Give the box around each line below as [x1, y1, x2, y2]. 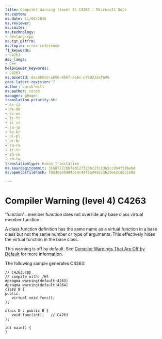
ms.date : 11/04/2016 [5, 16, 47, 21]
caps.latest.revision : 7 [5, 79, 55, 84]
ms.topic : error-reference [5, 43, 60, 48]
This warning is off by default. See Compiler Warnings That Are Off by [5, 246, 145, 252]
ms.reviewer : [5, 20, 32, 26]
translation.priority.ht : [5, 98, 57, 103]
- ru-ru [5, 143, 21, 148]
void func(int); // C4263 [11, 313, 68, 318]
